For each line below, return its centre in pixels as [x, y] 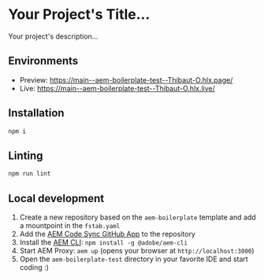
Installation [36, 113]
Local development [56, 198]
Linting [26, 155]
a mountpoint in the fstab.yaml [70, 225]
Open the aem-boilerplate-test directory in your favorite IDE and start [134, 259]
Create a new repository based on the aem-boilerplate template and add [138, 217]
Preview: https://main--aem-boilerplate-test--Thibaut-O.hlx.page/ [126, 79]
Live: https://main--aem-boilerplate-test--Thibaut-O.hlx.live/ [117, 88]
